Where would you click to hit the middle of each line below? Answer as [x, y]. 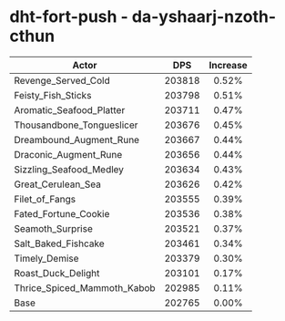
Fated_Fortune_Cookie [62, 213]
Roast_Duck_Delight [57, 273]
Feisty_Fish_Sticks [53, 95]
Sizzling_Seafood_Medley [69, 169]
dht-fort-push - [69, 17]
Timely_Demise [46, 258]
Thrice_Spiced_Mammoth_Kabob [85, 287]
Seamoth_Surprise [53, 228]
